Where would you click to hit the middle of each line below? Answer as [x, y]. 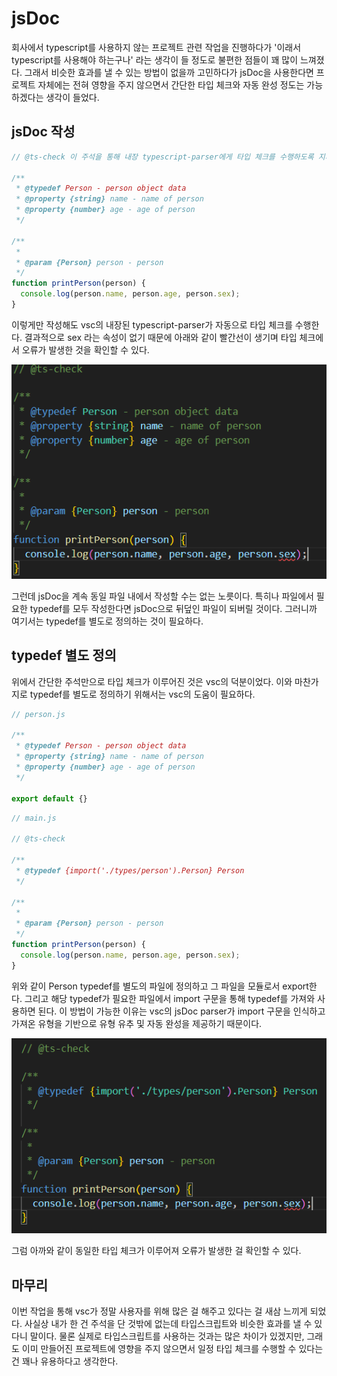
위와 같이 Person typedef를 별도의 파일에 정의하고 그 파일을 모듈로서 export [160, 986]
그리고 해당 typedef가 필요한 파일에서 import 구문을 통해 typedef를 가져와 [170, 998]
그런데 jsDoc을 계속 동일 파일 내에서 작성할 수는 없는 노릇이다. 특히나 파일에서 [162, 596]
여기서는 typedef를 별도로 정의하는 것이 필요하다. [107, 621]
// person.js [38, 714]
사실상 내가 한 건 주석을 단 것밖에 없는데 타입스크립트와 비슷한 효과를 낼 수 [168, 1324]
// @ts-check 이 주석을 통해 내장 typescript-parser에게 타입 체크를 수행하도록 [162, 157]
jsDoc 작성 [43, 132]
